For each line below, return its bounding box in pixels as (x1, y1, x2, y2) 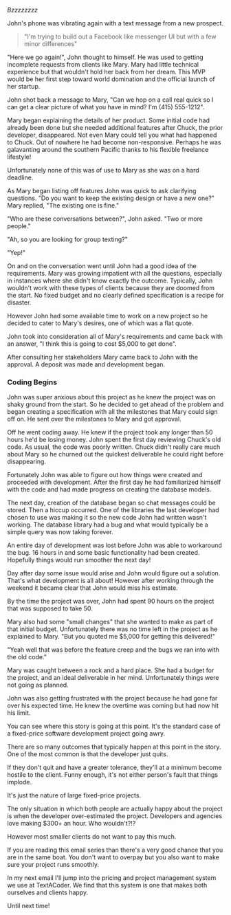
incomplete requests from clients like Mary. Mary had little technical (7, 60, 199, 68)
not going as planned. (7, 681, 69, 690)
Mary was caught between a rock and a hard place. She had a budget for (7, 666, 214, 674)
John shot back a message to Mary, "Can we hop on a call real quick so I (7, 96, 214, 104)
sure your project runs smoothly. (7, 861, 100, 869)
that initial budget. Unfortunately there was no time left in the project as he (7, 625, 218, 633)
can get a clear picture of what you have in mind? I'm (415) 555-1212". (7, 103, 205, 111)
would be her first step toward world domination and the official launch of (7, 75, 215, 83)
